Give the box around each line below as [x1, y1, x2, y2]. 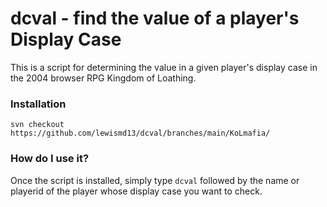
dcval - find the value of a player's [10, 7, 300, 30]
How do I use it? [10, 152, 90, 166]
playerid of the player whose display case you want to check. [10, 185, 263, 197]
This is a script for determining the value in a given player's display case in [10, 61, 318, 73]
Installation [10, 97, 67, 111]
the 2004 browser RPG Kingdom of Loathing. [10, 72, 197, 84]
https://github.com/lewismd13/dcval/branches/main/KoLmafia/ [10, 128, 271, 139]
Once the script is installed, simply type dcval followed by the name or [10, 174, 300, 186]
